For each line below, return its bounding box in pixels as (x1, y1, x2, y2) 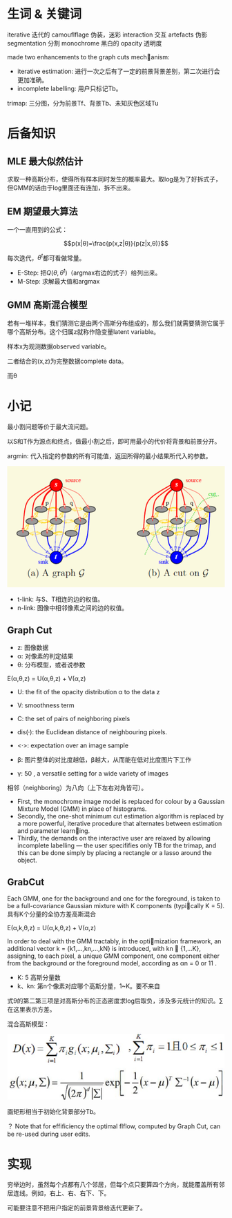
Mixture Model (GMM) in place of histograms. (17, 805, 147, 813)
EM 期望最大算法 (7, 206, 78, 217)
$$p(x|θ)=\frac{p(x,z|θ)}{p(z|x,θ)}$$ (63, 239, 169, 247)
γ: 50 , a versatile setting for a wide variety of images (17, 769, 169, 778)
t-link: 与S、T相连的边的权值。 (17, 595, 104, 604)
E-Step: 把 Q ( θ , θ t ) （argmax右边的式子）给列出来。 (17, 267, 162, 277)
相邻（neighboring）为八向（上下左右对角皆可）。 (7, 784, 148, 792)
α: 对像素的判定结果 (17, 652, 74, 660)
